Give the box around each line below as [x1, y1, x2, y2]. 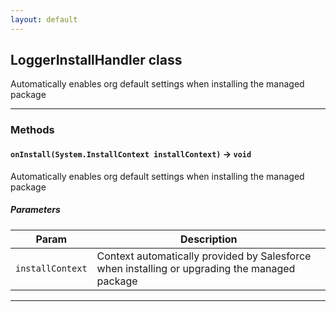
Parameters [10, 204, 61, 216]
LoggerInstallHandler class [10, 52, 183, 69]
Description [180, 232, 238, 246]
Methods [10, 123, 55, 137]
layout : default [10, 14, 78, 25]
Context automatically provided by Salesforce [96, 249, 312, 263]
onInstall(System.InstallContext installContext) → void [10, 147, 252, 160]
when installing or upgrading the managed [96, 261, 296, 275]
